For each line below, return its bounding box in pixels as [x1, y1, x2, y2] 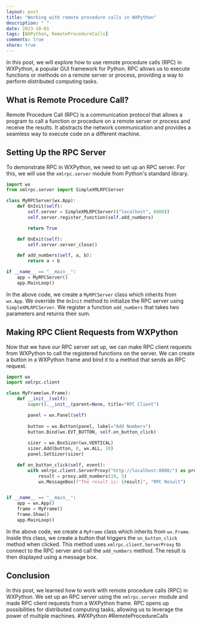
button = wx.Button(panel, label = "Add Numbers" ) [28, 423, 151, 429]
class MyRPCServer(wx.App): [6, 198, 77, 204]
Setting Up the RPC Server [6, 147, 106, 158]
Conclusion [6, 570, 50, 581]
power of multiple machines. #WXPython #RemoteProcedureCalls [6, 612, 169, 619]
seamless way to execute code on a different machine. [6, 130, 141, 137]
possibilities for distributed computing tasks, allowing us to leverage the [6, 606, 184, 613]
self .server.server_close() [28, 241, 98, 247]
